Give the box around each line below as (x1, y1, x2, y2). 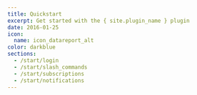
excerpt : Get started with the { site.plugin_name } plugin (7, 17, 191, 24)
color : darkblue (7, 44, 56, 51)
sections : (7, 51, 37, 58)
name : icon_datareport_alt (14, 37, 94, 44)
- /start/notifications (14, 76, 84, 84)
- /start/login (14, 57, 59, 64)
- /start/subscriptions (14, 70, 84, 77)
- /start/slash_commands (14, 64, 88, 71)
